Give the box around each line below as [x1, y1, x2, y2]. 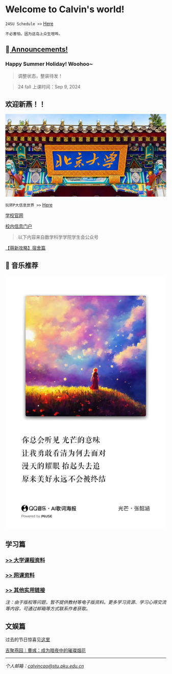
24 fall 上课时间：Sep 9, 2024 [17, 83, 81, 90]
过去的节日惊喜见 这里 [5, 636, 50, 642]
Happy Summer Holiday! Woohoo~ [5, 60, 93, 67]
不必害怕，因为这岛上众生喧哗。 [5, 31, 63, 36]
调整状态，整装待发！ [17, 73, 63, 79]
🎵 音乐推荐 [5, 261, 38, 270]
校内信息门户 [5, 223, 32, 229]
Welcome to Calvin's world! [5, 4, 125, 15]
